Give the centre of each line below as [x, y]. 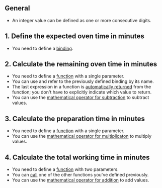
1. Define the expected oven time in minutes [74, 36]
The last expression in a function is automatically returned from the [82, 87]
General [18, 8]
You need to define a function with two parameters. [65, 169]
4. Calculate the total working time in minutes [77, 157]
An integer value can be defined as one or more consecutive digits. [82, 20]
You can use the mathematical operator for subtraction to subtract [80, 98]
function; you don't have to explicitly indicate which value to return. [82, 92]
